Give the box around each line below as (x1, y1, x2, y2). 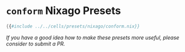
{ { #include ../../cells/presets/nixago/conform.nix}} (6, 23, 141, 29)
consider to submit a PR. (6, 40, 66, 47)
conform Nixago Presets (6, 4, 121, 18)
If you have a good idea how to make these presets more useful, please (6, 34, 180, 41)
